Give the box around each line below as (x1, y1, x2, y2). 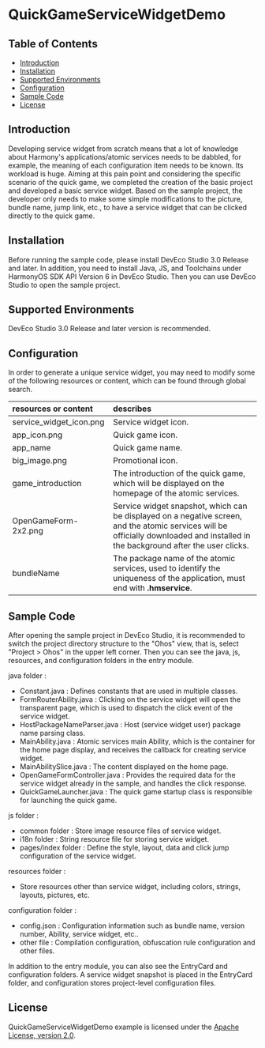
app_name (12, 443, 51, 454)
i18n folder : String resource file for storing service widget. (19, 835, 210, 844)
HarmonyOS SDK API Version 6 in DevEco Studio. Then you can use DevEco (8, 271, 256, 281)
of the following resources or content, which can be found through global (8, 376, 246, 386)
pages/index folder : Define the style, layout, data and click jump (19, 843, 230, 853)
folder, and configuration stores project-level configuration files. (8, 978, 216, 988)
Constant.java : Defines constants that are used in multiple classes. (19, 686, 238, 696)
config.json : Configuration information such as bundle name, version (19, 921, 245, 930)
